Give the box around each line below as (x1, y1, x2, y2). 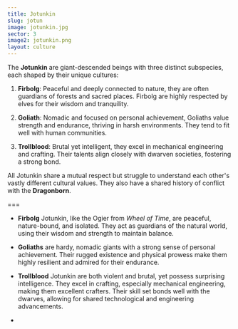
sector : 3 (7, 30, 37, 38)
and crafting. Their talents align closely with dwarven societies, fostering (17, 150, 232, 158)
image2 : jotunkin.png (7, 37, 72, 44)
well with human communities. (17, 129, 107, 137)
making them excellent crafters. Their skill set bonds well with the (17, 287, 210, 296)
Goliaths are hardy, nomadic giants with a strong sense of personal (17, 243, 216, 251)
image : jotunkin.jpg (7, 23, 69, 31)
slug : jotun (7, 17, 43, 24)
